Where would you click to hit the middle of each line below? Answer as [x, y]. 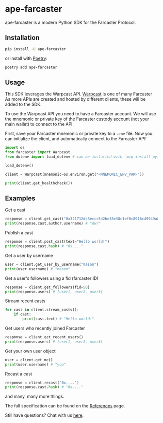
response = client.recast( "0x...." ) [42, 383]
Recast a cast [19, 374]
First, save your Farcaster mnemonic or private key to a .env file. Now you [79, 134]
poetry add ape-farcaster [31, 67]
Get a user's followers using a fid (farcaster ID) [52, 278]
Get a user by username [29, 255]
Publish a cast [19, 233]
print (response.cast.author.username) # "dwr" [53, 223]
